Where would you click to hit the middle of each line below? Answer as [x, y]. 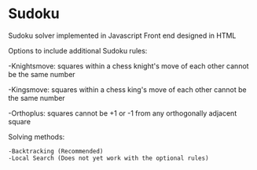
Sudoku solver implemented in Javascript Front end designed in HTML [122, 35]
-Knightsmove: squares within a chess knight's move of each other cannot [128, 66]
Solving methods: [37, 137]
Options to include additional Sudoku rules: [78, 50]
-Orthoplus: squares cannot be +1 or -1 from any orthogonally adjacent [123, 113]
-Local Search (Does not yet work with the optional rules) [109, 158]
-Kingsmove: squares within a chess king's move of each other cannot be [127, 89]
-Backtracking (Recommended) [56, 151]
